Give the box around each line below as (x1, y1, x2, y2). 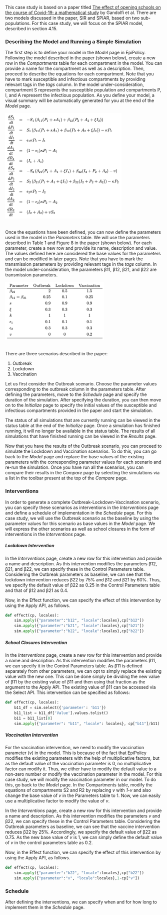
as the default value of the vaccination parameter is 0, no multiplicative (5, 761, 151, 767)
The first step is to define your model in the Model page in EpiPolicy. (5, 50, 146, 56)
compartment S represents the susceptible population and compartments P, (5, 87, 161, 93)
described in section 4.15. (5, 26, 57, 32)
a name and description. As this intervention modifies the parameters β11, (5, 658, 156, 664)
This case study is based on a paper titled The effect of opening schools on (5, 5, 161, 10)
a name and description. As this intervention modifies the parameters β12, (5, 560, 157, 567)
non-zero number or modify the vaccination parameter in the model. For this (5, 771, 162, 777)
